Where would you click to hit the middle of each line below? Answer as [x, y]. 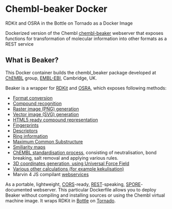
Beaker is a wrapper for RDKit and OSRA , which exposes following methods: [86, 88]
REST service [20, 44]
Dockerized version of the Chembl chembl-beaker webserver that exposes [84, 33]
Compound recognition [37, 103]
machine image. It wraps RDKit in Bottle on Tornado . [61, 200]
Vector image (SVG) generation [46, 114]
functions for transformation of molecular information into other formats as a [86, 39]
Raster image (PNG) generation [46, 109]
